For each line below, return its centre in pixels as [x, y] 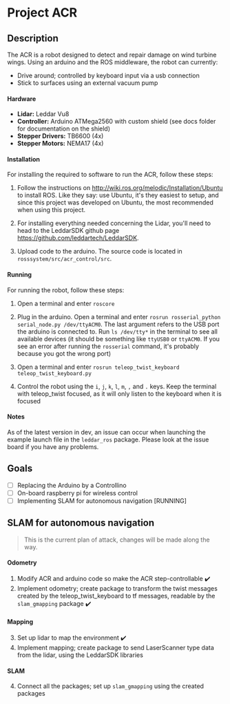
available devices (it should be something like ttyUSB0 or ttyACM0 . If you [118, 339]
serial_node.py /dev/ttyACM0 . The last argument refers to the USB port [118, 324]
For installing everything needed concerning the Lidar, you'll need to [114, 223]
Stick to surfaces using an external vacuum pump [87, 83]
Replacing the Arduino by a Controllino [72, 485]
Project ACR [42, 13]
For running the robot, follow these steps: [66, 290]
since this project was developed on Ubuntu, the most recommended [115, 202]
